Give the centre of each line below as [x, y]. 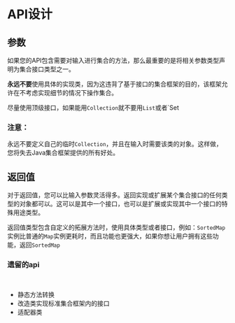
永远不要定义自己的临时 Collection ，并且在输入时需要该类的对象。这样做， [115, 144]
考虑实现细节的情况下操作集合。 [71, 93]
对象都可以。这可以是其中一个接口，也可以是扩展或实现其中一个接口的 [120, 204]
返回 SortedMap [40, 245]
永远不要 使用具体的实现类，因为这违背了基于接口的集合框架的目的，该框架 [114, 84]
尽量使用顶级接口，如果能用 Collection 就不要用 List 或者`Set [93, 108]
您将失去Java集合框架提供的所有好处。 [63, 153]
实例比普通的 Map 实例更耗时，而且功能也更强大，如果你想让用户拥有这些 [110, 236]
